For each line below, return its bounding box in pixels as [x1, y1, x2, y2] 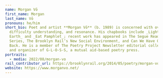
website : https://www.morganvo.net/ [5, 66, 79, 71]
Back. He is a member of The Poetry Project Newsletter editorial [9, 43, 147, 48]
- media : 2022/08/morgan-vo [9, 57, 66, 62]
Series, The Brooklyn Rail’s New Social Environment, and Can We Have [9, 39, 155, 44]
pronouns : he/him [5, 20, 40, 26]
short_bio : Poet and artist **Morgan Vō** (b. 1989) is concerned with [5, 25, 153, 30]
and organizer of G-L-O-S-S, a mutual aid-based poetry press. [9, 47, 140, 52]
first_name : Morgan [5, 12, 45, 16]
